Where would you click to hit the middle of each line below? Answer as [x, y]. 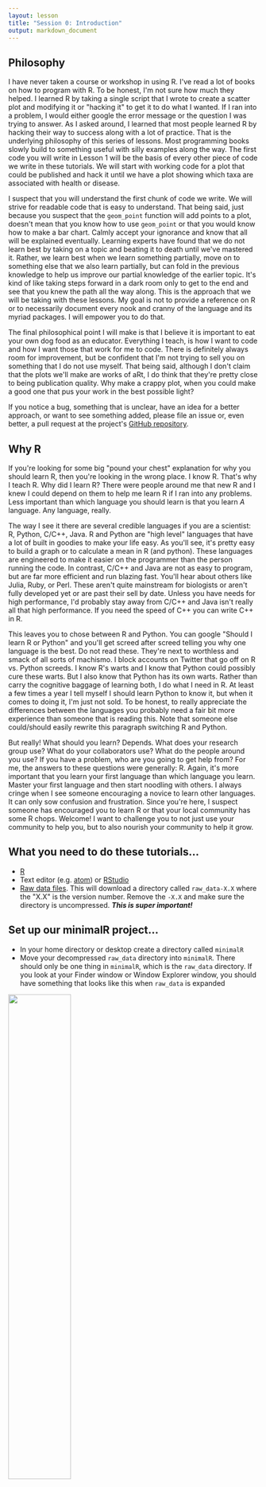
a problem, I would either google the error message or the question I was [127, 115]
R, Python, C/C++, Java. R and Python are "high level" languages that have [131, 534]
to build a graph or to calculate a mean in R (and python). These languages [131, 551]
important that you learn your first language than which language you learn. [132, 776]
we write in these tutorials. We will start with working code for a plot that [126, 166]
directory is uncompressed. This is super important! [106, 905]
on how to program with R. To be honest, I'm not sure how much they [121, 90]
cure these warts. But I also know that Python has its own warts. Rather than [133, 676]
